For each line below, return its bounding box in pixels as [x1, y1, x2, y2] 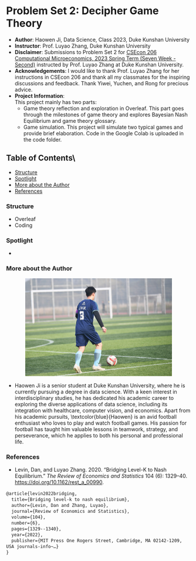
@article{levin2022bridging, [6, 491, 77, 497]
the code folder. [23, 136, 62, 143]
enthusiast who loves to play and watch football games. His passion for [14, 419, 187, 427]
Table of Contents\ [6, 153, 76, 163]
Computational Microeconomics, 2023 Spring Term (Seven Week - [14, 55, 176, 62]
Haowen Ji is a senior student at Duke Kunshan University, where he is [14, 382, 185, 389]
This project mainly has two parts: [14, 98, 97, 105]
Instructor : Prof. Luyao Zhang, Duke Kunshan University [14, 42, 151, 49]
